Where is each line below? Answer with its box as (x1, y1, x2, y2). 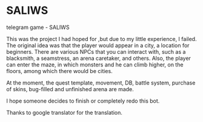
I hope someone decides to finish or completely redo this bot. (6, 97, 160, 104)
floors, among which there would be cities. (6, 67, 113, 74)
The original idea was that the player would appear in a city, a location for (6, 42, 190, 49)
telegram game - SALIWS (6, 24, 70, 31)
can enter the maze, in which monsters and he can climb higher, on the (6, 61, 184, 68)
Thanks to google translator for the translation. (6, 109, 122, 116)
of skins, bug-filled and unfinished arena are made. (6, 85, 135, 92)
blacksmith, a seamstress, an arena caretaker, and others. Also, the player (6, 54, 191, 62)
